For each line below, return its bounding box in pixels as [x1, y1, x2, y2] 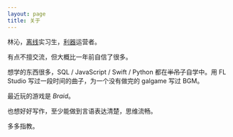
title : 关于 [7, 17, 40, 24]
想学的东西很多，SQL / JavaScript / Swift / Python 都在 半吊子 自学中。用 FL [7, 67, 227, 76]
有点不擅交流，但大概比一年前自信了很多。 [7, 53, 132, 61]
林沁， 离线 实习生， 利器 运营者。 [7, 37, 101, 46]
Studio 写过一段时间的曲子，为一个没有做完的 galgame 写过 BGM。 [7, 76, 204, 85]
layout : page [7, 10, 46, 18]
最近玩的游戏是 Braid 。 [7, 92, 75, 100]
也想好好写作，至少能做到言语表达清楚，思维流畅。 [7, 106, 157, 115]
